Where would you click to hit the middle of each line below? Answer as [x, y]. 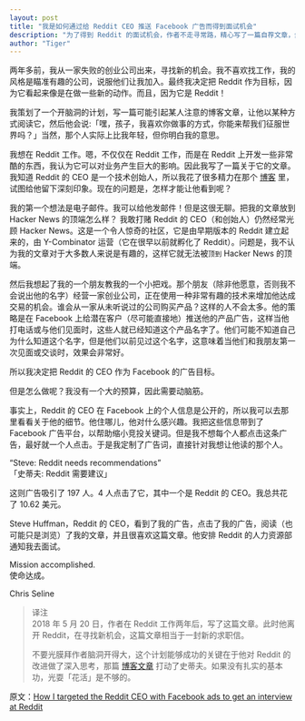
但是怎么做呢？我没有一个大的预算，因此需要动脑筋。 [109, 391]
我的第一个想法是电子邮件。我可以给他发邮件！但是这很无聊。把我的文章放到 [152, 208]
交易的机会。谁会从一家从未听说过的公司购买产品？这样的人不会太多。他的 [148, 307]
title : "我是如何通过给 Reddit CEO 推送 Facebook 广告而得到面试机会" [133, 26]
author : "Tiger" [40, 43]
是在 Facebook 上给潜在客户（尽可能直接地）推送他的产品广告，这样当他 [153, 319]
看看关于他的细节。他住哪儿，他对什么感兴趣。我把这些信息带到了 [140, 422]
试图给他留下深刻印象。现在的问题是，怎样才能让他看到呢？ [121, 188]
